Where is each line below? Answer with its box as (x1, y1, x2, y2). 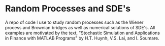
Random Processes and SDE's (5, 3, 131, 14)
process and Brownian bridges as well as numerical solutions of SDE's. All (5, 24, 156, 30)
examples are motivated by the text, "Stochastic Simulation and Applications (5, 30, 160, 36)
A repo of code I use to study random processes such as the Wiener (5, 19, 144, 25)
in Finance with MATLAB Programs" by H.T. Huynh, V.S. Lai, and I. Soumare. (5, 35, 159, 41)
